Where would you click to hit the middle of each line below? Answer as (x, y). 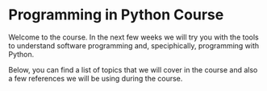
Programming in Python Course (116, 15)
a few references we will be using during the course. (96, 78)
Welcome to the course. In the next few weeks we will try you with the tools (134, 37)
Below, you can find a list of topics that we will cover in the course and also (133, 69)
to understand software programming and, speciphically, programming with (134, 45)
